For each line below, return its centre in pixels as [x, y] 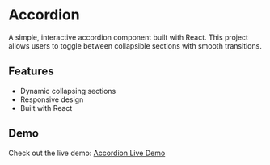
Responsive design [52, 99]
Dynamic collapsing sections [68, 91]
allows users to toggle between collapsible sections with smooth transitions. [135, 45]
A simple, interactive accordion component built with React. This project [129, 37]
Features [31, 72]
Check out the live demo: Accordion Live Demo [87, 153]
